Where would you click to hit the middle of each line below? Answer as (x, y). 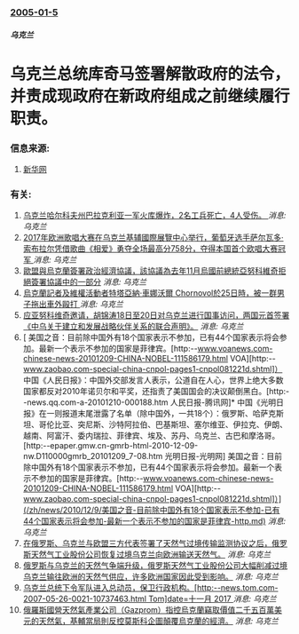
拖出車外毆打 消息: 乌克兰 (77, 305)
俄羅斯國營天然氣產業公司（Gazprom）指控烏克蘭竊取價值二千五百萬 (149, 610)
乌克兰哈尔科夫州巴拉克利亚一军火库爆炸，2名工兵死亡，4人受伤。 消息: (154, 216)
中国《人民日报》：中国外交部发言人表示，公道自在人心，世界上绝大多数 (153, 380)
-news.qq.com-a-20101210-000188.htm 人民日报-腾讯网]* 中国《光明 (149, 402)
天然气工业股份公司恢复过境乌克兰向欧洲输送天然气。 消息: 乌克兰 (151, 555)
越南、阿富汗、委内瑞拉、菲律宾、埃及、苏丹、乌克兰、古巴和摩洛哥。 (151, 436)
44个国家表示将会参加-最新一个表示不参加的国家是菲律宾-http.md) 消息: (154, 521)
